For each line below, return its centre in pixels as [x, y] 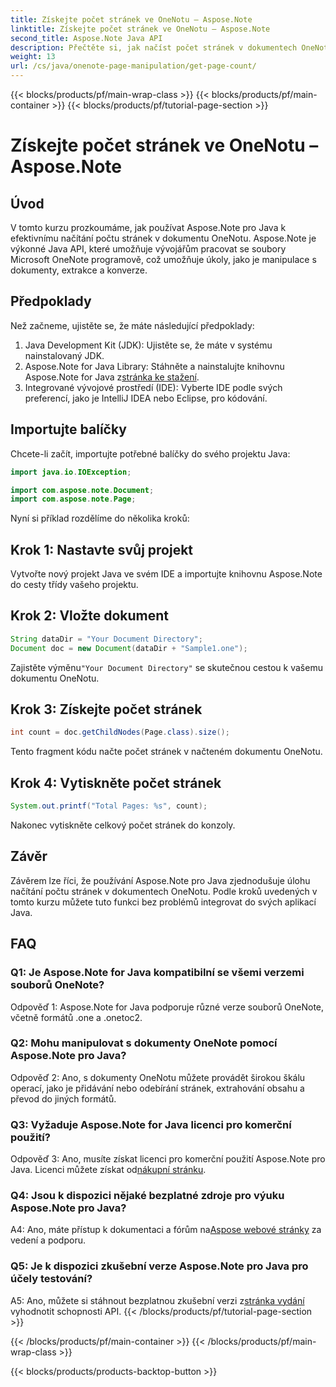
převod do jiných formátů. [63, 1098]
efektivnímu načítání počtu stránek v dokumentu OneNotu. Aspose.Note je [163, 238]
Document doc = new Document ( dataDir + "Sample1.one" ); [129, 648]
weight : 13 [33, 57]
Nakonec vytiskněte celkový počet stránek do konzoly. [123, 825]
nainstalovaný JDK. [64, 355]
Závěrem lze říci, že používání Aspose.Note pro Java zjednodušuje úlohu [160, 880]
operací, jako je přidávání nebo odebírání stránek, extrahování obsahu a [157, 1088]
